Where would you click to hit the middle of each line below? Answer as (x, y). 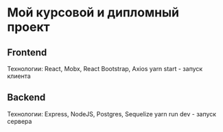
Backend (26, 97)
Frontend (27, 52)
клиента (19, 76)
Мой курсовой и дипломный (93, 13)
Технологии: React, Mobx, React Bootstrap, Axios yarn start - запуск (105, 69)
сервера (20, 121)
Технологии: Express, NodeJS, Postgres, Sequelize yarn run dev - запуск (112, 114)
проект (28, 27)
